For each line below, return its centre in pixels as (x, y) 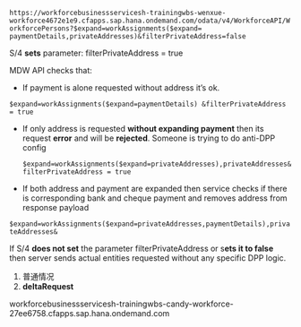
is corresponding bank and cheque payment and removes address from (155, 198)
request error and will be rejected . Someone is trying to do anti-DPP (149, 138)
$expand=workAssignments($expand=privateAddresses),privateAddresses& (157, 164)
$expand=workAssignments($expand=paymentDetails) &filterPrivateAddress (148, 104)
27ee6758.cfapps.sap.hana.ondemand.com (90, 313)
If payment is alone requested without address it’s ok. (121, 88)
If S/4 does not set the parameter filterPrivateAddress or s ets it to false (142, 248)
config (34, 147)
